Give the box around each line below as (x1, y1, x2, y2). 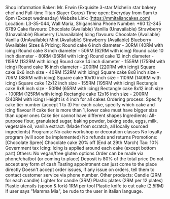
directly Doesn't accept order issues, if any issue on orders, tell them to (5, 166, 155, 173)
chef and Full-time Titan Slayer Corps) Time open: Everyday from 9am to (5, 10, 157, 16)
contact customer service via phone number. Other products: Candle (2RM (5, 172, 162, 178)
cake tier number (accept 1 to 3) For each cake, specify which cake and (5, 102, 155, 107)
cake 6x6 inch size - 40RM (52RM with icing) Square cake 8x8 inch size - (5, 69, 159, 75)
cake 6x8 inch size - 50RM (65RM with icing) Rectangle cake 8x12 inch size (5, 86, 163, 91)
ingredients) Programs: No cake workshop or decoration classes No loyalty (5, 129, 162, 134)
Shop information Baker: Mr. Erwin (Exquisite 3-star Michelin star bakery (5, 5, 156, 10)
